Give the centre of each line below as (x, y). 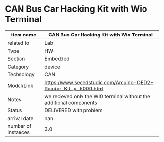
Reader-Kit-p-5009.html (74, 89)
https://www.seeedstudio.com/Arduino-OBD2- (99, 82)
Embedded (57, 58)
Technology (21, 74)
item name (24, 35)
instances (19, 132)
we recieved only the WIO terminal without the (97, 96)
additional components (71, 102)
